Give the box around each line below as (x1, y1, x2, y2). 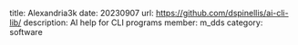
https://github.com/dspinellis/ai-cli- (155, 8, 289, 18)
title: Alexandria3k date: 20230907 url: (9, 8, 154, 18)
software (9, 27, 43, 37)
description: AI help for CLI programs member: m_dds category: (23, 17, 263, 28)
